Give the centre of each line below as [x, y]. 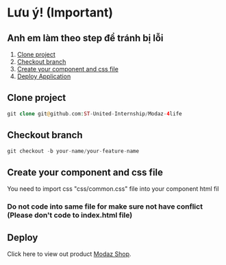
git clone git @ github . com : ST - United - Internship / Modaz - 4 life [95, 114]
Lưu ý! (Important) [60, 13]
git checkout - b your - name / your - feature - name [73, 151]
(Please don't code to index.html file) [70, 216]
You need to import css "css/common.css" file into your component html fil [113, 189]
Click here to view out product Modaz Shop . [69, 254]
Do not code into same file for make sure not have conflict [105, 207]
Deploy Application [44, 76]
